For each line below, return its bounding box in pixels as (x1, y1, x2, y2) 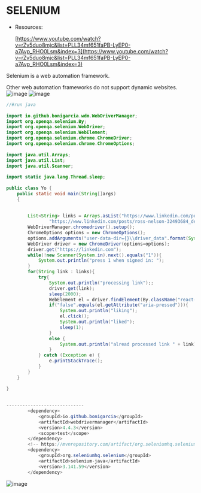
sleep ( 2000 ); (48, 291, 82, 297)
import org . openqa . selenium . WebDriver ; (6, 124, 106, 130)
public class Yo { (6, 185, 52, 192)
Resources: (14, 23, 43, 31)
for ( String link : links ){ (28, 269, 95, 275)
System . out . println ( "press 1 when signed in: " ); (38, 258, 165, 264)
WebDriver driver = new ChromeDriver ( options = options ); (28, 241, 170, 247)
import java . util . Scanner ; (6, 163, 74, 169)
